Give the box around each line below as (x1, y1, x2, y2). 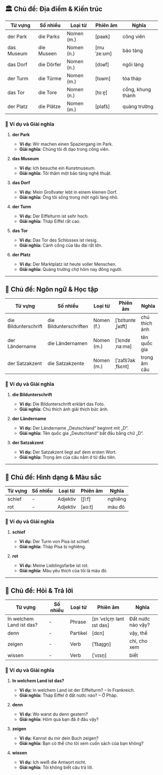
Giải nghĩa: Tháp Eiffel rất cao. (19, 218, 81, 224)
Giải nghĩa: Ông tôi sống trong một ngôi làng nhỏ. (19, 195, 119, 200)
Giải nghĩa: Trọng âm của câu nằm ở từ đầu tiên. (19, 454, 116, 460)
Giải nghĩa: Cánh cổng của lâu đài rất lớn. (19, 242, 103, 248)
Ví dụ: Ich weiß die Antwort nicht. (19, 759, 86, 765)
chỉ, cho (129, 638, 148, 645)
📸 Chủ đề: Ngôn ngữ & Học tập (5, 285, 98, 293)
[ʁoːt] (81, 504, 94, 510)
